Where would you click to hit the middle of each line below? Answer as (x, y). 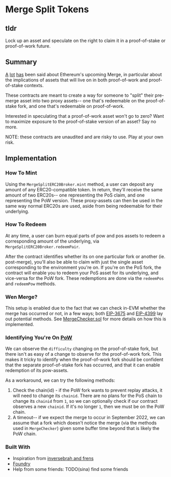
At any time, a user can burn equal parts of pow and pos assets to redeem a (85, 235)
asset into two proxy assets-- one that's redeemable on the (82, 100)
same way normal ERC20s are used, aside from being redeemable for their (84, 206)
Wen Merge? (21, 297)
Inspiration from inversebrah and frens (53, 458)
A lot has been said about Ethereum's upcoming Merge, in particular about (84, 74)
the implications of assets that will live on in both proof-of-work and (77, 80)
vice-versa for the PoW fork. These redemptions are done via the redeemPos (85, 278)
